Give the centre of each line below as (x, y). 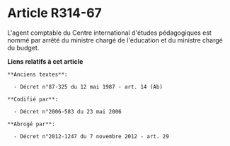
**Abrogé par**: (31, 124)
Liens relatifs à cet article (45, 61)
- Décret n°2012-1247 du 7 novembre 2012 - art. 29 (92, 136)
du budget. (23, 47)
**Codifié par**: (33, 99)
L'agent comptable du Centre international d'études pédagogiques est (110, 33)
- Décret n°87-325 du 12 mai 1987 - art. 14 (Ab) (88, 86)
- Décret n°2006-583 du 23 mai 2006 (68, 111)
